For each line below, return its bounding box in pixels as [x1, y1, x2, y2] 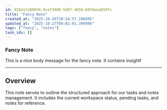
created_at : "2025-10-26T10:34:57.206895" [5, 16, 94, 21]
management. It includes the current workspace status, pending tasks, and [5, 95, 159, 101]
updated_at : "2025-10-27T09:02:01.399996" [5, 21, 94, 26]
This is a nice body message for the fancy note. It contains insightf [5, 58, 142, 64]
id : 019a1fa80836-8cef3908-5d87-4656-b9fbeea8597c [5, 7, 112, 12]
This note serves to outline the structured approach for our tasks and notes [5, 90, 159, 96]
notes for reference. [5, 100, 46, 106]
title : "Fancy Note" [5, 12, 48, 17]
